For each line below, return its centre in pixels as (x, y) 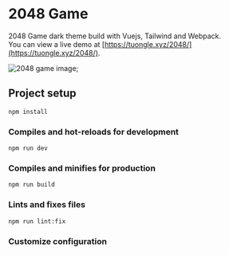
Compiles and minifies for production (82, 168)
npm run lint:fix (37, 221)
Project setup (43, 94)
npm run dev (28, 148)
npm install (28, 112)
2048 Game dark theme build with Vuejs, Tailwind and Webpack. (115, 36)
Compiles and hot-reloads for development (94, 131)
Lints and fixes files (47, 205)
